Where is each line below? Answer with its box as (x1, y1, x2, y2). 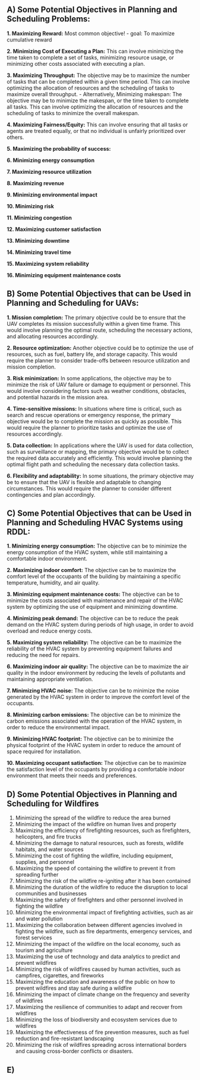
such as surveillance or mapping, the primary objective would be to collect (7, 448, 189, 455)
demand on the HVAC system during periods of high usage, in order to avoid (7, 621, 193, 628)
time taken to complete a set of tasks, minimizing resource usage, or (7, 53, 174, 61)
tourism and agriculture (15, 946, 73, 954)
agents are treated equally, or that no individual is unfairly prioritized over (7, 127, 186, 134)
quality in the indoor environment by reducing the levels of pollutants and (7, 669, 186, 676)
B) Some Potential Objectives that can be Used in (7, 289, 192, 299)
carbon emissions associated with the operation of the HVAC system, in (7, 717, 182, 725)
